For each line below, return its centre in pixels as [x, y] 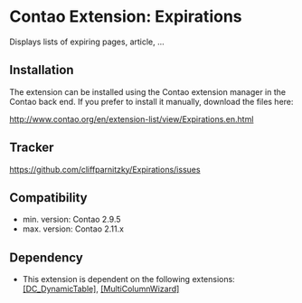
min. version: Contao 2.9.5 [71, 220]
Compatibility [48, 198]
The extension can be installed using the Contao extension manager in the [148, 91]
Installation [42, 70]
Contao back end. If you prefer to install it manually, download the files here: [151, 101]
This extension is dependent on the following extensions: [128, 279]
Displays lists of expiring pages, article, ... [87, 42]
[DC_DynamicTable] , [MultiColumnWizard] [101, 289]
